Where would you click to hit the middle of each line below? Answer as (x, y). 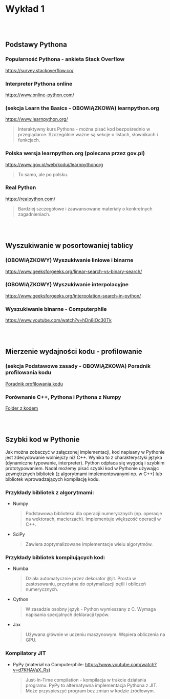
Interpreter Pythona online (39, 83)
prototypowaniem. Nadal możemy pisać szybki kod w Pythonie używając (82, 468)
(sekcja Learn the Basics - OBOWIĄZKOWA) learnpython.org (82, 108)
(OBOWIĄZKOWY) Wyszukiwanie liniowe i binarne (69, 260)
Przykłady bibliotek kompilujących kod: (55, 558)
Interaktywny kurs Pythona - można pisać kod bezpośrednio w (84, 129)
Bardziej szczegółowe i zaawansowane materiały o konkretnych (85, 208)
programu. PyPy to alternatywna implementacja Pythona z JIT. (91, 685)
